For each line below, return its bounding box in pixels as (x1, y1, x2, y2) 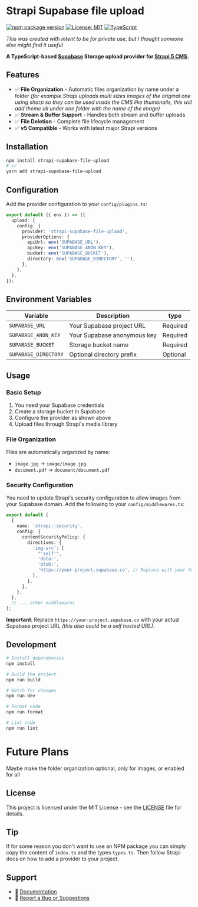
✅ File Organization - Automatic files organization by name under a (14, 86, 179, 93)
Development (6, 640, 57, 650)
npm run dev (6, 693, 35, 699)
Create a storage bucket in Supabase (14, 407, 105, 415)
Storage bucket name (69, 341, 129, 349)
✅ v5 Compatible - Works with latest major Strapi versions (14, 124, 157, 131)
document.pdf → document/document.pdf (14, 466, 110, 474)
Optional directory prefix (69, 350, 137, 358)
